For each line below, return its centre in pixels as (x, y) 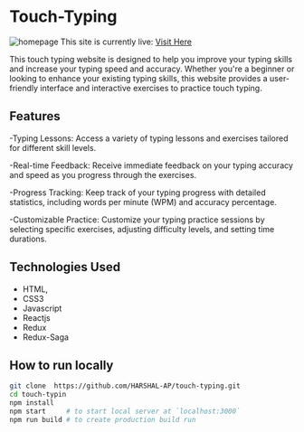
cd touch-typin (38, 395)
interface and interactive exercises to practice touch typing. (151, 88)
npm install (32, 403)
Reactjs (37, 317)
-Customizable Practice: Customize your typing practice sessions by (137, 220)
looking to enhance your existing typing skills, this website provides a (139, 78)
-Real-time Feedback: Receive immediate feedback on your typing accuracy (152, 165)
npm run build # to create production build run (103, 419)
